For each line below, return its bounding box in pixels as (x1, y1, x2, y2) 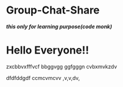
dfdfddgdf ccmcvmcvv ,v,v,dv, (6, 74, 81, 81)
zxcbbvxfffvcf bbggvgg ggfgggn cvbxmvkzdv (6, 63, 118, 70)
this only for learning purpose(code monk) (6, 23, 112, 30)
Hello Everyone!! (6, 43, 89, 57)
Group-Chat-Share (6, 4, 100, 17)
